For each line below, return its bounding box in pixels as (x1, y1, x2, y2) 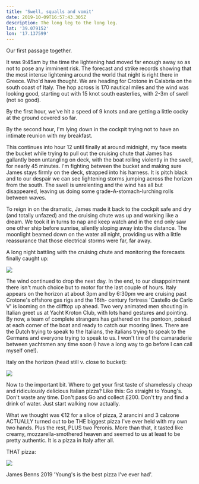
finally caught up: (6, 255, 49, 262)
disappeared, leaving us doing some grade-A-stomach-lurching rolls (6, 188, 174, 195)
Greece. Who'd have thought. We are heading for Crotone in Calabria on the (6, 78, 192, 85)
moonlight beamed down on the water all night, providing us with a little (6, 231, 181, 238)
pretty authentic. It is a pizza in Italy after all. (6, 437, 115, 444)
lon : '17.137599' (6, 31, 49, 37)
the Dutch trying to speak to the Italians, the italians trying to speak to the (6, 328, 186, 336)
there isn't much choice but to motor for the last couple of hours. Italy (6, 284, 176, 291)
